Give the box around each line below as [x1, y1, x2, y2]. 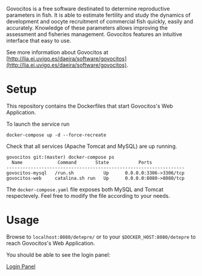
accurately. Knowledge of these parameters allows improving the [6, 24, 168, 31]
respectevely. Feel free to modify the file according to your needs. [6, 192, 171, 199]
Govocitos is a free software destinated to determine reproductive [6, 5, 170, 12]
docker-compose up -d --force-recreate [6, 132, 107, 138]
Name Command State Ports [11, 159, 153, 165]
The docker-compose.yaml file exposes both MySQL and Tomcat [6, 186, 164, 193]
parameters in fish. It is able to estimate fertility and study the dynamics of [6, 11, 191, 19]
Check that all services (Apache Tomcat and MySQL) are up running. [6, 143, 177, 150]
